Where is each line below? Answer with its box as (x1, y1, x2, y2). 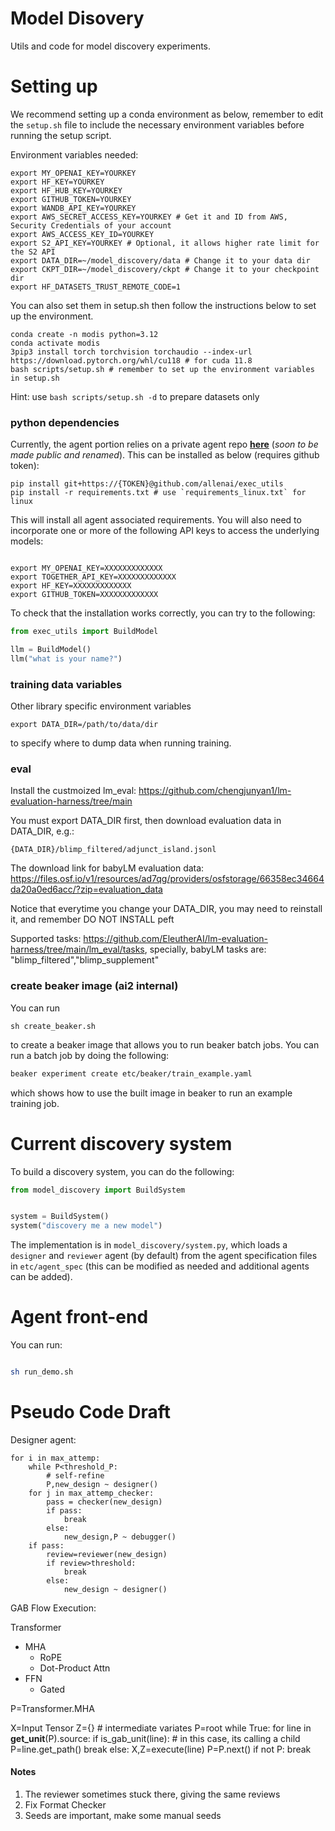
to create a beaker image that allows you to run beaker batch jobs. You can (10, 1038, 320, 1051)
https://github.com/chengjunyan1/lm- (138, 785, 292, 797)
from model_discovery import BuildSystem (10, 1185, 186, 1195)
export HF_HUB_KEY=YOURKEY (10, 185, 123, 196)
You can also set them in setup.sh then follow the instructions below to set (10, 299, 317, 311)
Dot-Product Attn (39, 1662, 111, 1674)
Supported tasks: (10, 933, 82, 945)
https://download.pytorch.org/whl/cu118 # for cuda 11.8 (10, 355, 253, 366)
